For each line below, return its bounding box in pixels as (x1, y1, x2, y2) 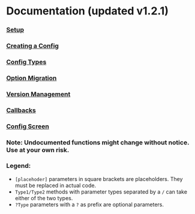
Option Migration (6, 74, 57, 82)
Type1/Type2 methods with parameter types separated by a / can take (14, 188, 188, 195)
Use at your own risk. (6, 146, 70, 154)
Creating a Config (6, 42, 59, 50)
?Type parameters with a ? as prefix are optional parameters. (14, 201, 164, 208)
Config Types (6, 58, 47, 66)
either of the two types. (14, 194, 73, 201)
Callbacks (6, 106, 36, 114)
